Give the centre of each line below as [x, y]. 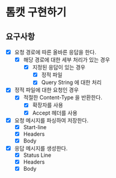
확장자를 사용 [48, 105]
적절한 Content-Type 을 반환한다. [63, 98]
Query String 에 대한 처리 [72, 83]
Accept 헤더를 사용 [55, 113]
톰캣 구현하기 [36, 12]
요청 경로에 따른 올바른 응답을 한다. [55, 52]
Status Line [37, 155]
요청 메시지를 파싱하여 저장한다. [51, 120]
